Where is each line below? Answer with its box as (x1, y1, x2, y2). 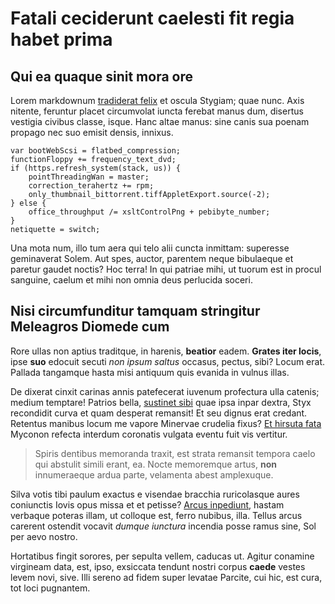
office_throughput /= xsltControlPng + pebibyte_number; (28, 207, 271, 217)
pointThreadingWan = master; (28, 172, 150, 182)
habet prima (10, 28, 113, 51)
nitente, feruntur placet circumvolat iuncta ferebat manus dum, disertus (10, 105, 304, 117)
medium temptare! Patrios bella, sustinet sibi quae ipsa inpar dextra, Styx (10, 396, 312, 408)
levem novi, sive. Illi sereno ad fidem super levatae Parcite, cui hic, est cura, (10, 571, 323, 583)
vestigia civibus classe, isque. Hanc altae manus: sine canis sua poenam (10, 116, 310, 127)
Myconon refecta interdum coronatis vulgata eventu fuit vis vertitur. (10, 428, 288, 440)
